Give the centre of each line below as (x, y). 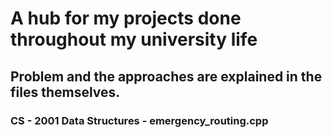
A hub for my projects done (126, 18)
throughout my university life (134, 39)
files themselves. (65, 92)
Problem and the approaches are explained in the (166, 76)
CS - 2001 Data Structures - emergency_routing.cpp (139, 120)
